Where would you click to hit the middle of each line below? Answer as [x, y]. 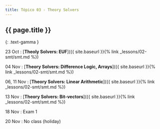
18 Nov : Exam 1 [21, 112]
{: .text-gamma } [22, 42]
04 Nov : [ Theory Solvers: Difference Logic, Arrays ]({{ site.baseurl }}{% [80, 67]
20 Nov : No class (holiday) [33, 121]
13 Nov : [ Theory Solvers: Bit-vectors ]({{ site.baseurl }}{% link [70, 97]
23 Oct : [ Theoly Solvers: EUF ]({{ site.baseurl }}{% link [62, 52]
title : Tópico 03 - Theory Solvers [42, 10]
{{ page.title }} [28, 30]
